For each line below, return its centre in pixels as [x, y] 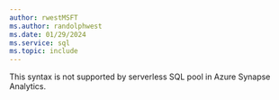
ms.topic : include [44, 51]
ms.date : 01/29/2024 [48, 34]
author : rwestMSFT [44, 18]
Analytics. [28, 86]
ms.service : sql [40, 43]
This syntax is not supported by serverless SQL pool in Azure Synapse [140, 77]
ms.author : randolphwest [56, 26]
